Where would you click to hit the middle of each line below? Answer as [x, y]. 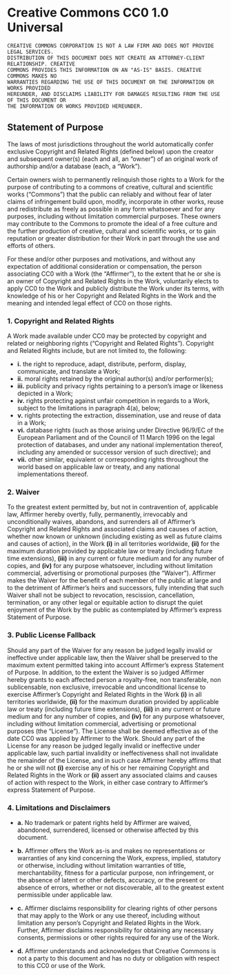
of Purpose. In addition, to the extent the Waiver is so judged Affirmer [106, 672]
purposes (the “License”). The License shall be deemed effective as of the [113, 731]
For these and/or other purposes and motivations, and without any [101, 259]
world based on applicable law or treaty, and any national [99, 467]
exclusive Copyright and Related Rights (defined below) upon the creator [110, 151]
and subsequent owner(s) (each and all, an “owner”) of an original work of [113, 159]
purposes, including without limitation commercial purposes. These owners [114, 216]
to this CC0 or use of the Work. [61, 965]
